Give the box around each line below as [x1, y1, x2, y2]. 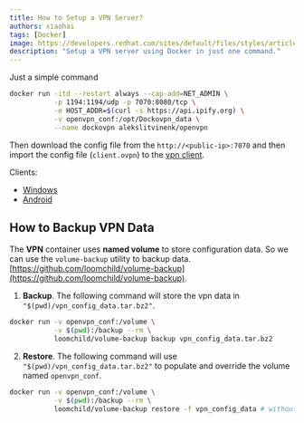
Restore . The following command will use [22, 351, 178, 361]
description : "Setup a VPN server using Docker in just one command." [9, 47, 281, 56]
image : [9, 38, 34, 48]
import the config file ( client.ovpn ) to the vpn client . [9, 149, 205, 159]
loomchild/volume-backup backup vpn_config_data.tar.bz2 [53, 334, 273, 344]
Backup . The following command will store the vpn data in [22, 291, 240, 302]
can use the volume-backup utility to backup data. [9, 254, 192, 264]
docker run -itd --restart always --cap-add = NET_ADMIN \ [9, 90, 229, 99]
